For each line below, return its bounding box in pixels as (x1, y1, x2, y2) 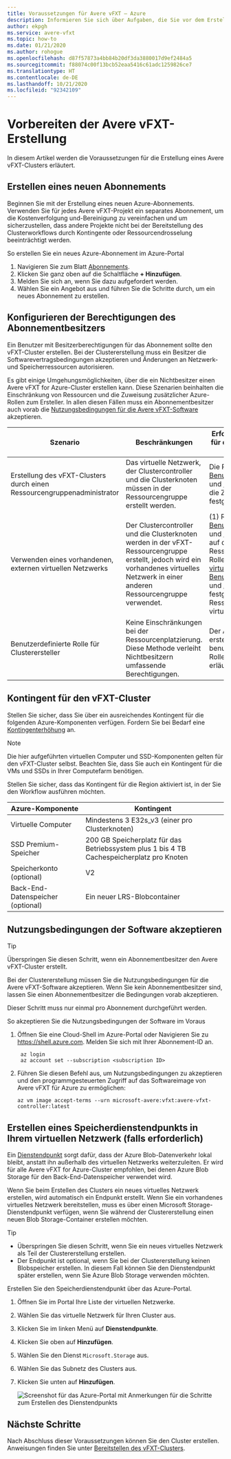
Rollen (7, 398, 25, 406)
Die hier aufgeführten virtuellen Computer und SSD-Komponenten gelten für (7, 752, 223, 760)
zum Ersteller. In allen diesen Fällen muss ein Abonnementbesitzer (26, 398, 214, 406)
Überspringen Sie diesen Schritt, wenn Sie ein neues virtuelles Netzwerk (16, 1242, 223, 1251)
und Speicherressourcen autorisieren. (7, 363, 115, 371)
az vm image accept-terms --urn (16, 1097, 110, 1104)
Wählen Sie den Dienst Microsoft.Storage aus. (16, 1351, 149, 1359)
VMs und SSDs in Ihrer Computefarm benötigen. (7, 766, 144, 775)
